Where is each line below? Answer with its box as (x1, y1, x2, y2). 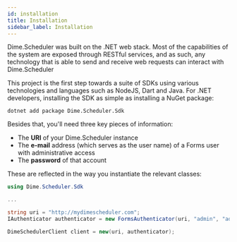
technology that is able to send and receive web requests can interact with (7, 58, 224, 66)
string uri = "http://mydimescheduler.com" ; (7, 209, 140, 216)
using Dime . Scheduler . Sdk (7, 183, 83, 190)
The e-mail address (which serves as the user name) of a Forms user (17, 141, 220, 150)
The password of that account (17, 156, 107, 164)
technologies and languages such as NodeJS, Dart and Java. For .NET (7, 86, 212, 95)
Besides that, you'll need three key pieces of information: (7, 120, 174, 128)
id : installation (7, 10, 59, 18)
